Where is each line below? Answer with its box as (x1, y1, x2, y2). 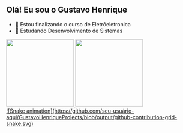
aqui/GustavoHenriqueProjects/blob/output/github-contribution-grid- (6, 113, 178, 120)
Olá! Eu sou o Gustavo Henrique (6, 5, 128, 15)
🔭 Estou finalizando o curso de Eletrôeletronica (14, 20, 131, 28)
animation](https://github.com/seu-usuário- (26, 107, 134, 114)
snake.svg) (6, 120, 34, 127)
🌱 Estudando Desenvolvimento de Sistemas (14, 27, 123, 34)
